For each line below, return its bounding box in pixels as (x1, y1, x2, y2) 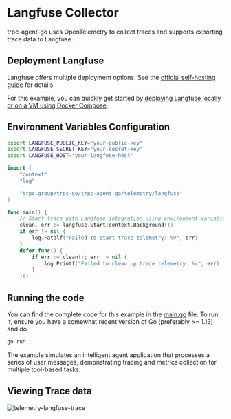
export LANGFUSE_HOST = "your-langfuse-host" (7, 152, 134, 159)
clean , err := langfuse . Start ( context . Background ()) (19, 222, 174, 229)
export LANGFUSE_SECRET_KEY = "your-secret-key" (7, 146, 143, 153)
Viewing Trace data (7, 385, 92, 397)
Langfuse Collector (7, 5, 119, 21)
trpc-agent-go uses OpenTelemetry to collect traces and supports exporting (7, 28, 223, 36)
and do (7, 325, 27, 333)
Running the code (7, 292, 85, 304)
